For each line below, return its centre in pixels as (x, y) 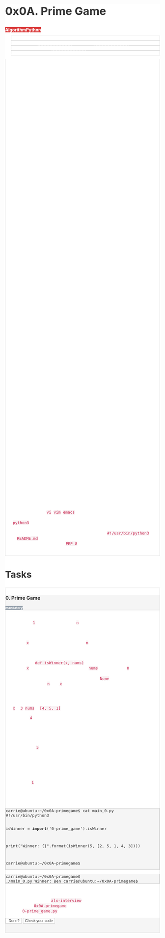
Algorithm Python (23, 30)
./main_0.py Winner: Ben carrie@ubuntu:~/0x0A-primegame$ (72, 881)
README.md (27, 538)
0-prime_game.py (40, 911)
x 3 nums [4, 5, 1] (37, 709)
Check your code (39, 921)
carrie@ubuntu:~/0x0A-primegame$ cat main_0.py (60, 811)
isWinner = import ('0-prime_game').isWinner (56, 829)
